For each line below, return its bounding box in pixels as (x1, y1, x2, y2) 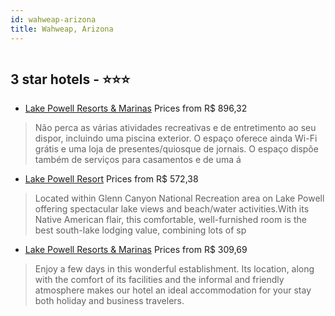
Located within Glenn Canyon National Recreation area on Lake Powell (34, 192, 325, 205)
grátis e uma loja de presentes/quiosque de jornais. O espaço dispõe (34, 143, 319, 155)
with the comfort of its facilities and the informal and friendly (34, 274, 285, 286)
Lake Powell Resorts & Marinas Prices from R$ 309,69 (24, 244, 248, 256)
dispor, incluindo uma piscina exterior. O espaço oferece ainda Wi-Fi (34, 132, 318, 145)
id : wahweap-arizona (10, 14, 97, 25)
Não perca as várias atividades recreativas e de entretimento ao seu (34, 122, 317, 134)
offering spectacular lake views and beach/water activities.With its (34, 203, 310, 215)
